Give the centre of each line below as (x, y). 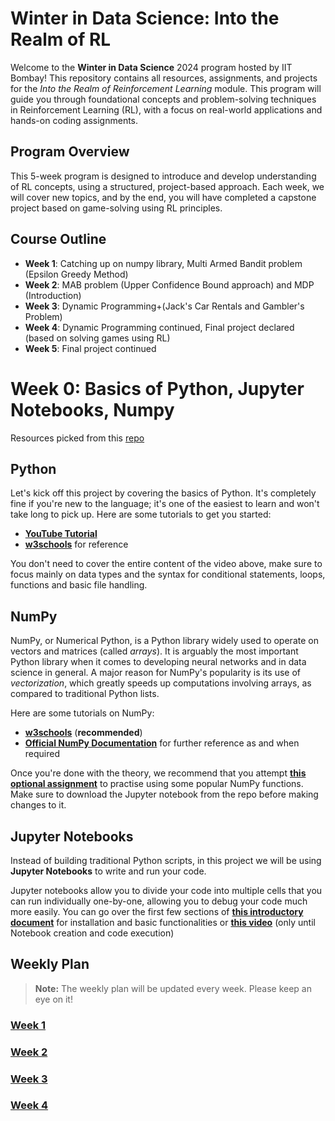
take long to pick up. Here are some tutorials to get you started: (141, 514)
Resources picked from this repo (77, 438)
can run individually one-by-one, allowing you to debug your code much (159, 901)
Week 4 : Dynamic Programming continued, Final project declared (159, 327)
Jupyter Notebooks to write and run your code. (108, 871)
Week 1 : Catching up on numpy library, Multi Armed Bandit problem (163, 263)
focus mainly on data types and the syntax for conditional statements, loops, (168, 574)
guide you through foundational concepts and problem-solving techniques (163, 99)
